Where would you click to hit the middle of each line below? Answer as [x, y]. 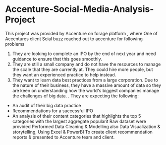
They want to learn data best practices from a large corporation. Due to [85, 80]
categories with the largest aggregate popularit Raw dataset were [79, 121]
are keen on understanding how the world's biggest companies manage [86, 90]
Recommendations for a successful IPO [53, 111]
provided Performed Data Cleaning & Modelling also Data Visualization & [86, 126]
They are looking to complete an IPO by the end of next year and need [84, 54]
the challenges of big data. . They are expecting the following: [75, 96]
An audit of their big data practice [47, 105]
